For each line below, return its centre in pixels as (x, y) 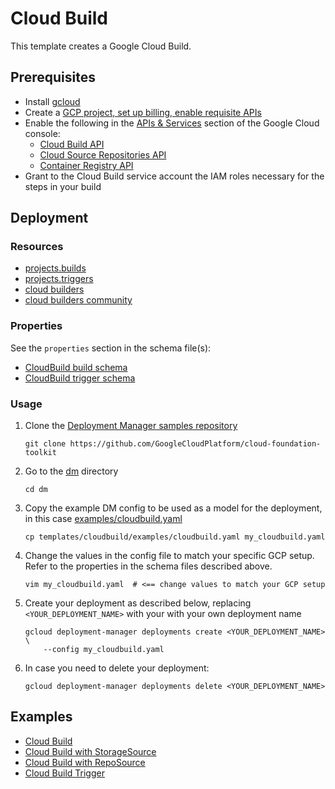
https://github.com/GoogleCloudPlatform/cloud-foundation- (195, 444)
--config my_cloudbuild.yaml (104, 650)
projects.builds (55, 268)
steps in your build (63, 186)
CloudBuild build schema (76, 367)
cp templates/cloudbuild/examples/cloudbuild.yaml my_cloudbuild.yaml (175, 537)
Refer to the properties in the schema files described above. (148, 566)
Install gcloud (52, 101)
